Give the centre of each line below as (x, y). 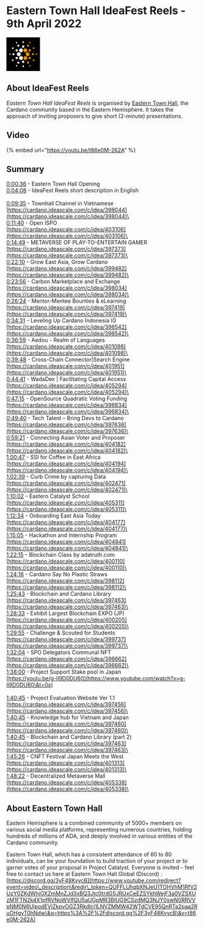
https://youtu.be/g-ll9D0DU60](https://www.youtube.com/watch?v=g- (97, 679)
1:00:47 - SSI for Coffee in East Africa (53, 457)
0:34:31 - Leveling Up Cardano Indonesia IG (61, 321)
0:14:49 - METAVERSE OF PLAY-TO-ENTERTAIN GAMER (77, 243)
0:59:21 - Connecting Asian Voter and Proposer (66, 438)
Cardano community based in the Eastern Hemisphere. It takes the (90, 109)
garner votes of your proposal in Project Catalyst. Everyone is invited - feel (100, 868)
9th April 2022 (44, 24)
